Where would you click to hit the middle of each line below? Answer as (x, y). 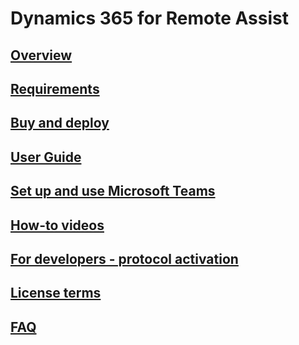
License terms (56, 293)
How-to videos (57, 225)
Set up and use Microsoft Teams (113, 191)
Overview (41, 55)
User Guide (46, 157)
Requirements (55, 88)
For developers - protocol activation (124, 258)
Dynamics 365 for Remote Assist (149, 18)
